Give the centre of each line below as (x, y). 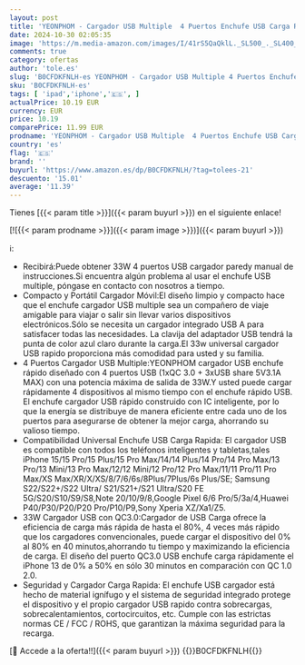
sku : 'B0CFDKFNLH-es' (50, 85)
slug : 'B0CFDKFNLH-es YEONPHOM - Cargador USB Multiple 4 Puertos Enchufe (154, 77)
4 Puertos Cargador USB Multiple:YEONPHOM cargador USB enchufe (153, 363)
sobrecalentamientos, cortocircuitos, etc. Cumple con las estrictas (147, 614)
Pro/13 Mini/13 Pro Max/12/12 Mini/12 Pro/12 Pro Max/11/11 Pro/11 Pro (149, 470)
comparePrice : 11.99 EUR (56, 128)
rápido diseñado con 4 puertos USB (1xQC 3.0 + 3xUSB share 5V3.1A (152, 372)
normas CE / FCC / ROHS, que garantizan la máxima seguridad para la (154, 624)
